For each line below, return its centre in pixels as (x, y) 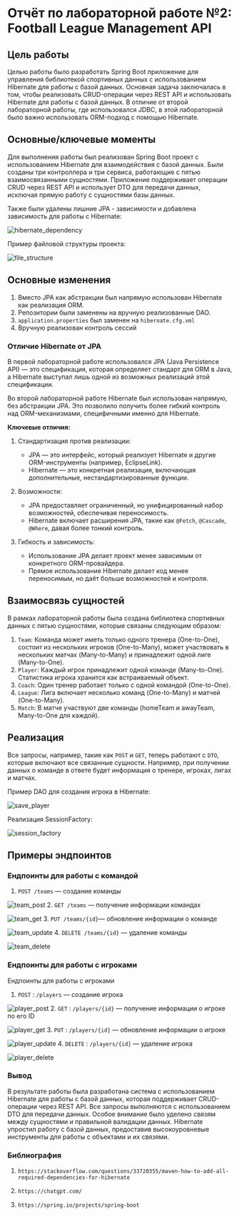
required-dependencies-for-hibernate (74, 1178)
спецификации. (31, 384)
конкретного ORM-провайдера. (76, 563)
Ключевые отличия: (39, 427)
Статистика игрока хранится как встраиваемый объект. (103, 677)
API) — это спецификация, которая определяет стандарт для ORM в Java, (120, 369)
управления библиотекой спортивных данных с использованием (107, 79)
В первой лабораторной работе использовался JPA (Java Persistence (113, 361)
